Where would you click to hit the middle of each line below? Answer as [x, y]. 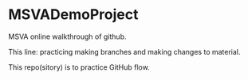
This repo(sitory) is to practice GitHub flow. [79, 67]
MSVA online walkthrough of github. [67, 36]
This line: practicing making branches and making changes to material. [124, 51]
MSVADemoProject [73, 15]
